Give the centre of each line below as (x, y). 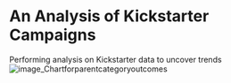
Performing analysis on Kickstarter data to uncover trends (115, 59)
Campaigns (53, 35)
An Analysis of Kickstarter (109, 16)
